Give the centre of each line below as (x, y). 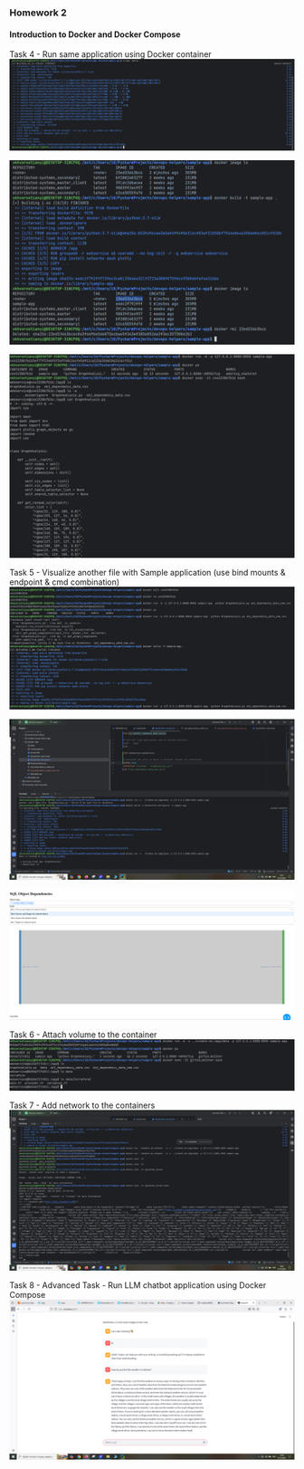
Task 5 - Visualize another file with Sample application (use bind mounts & (148, 573)
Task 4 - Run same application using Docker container (111, 54)
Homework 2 (38, 13)
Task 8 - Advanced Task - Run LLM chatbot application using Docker (138, 1285)
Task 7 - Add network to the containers (82, 1105)
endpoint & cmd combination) (65, 582)
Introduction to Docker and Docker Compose (95, 34)
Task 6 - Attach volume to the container (83, 1035)
